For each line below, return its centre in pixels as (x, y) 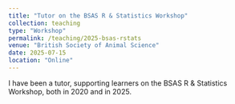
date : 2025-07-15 (37, 53)
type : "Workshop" (37, 30)
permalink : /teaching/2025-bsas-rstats (75, 38)
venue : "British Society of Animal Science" (84, 46)
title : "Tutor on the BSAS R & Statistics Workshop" (98, 16)
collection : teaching (45, 23)
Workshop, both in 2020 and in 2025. (70, 91)
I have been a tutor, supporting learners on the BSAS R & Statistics (118, 83)
